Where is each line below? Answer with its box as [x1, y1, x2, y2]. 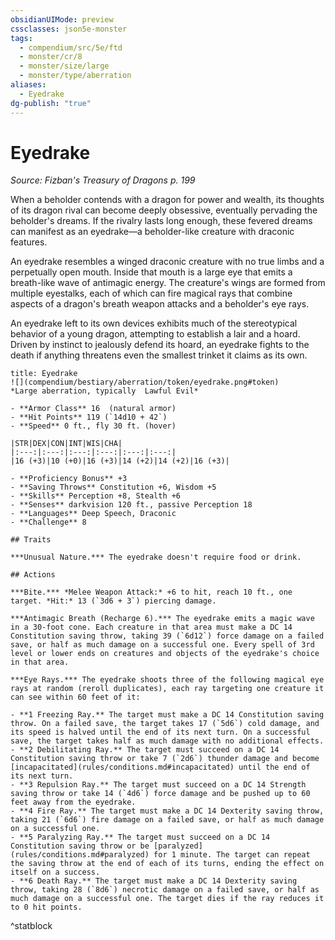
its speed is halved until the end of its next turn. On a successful [10, 727, 311, 738]
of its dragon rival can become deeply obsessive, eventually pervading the [10, 204, 318, 216]
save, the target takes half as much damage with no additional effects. [10, 736, 325, 746]
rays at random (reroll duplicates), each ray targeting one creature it [10, 684, 325, 694]
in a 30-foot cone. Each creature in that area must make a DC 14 [10, 622, 293, 633]
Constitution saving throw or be [10, 841, 150, 851]
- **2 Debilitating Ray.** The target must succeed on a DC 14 [10, 745, 280, 755]
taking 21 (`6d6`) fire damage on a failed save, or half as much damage [10, 815, 325, 825]
